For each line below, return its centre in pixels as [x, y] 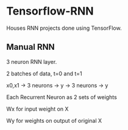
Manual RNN [30, 47]
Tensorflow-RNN [50, 11]
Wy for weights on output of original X [54, 120]
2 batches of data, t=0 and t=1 [44, 74]
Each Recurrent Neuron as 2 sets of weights [62, 97]
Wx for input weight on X [37, 109]
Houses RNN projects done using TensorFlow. [64, 28]
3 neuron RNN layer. [32, 61]
